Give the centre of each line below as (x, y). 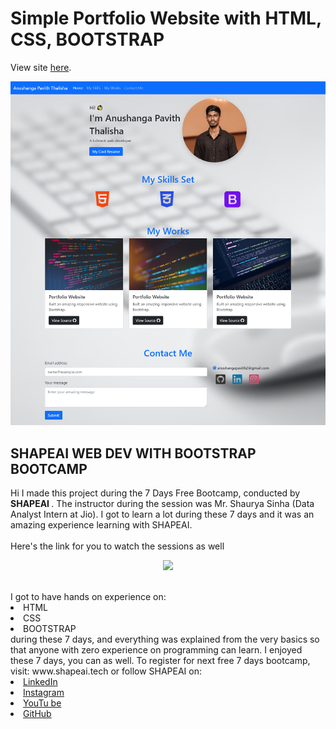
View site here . (41, 67)
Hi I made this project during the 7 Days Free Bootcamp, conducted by (155, 493)
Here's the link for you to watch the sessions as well (117, 546)
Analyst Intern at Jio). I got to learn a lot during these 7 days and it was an (162, 514)
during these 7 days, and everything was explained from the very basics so (165, 639)
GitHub (37, 713)
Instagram (44, 692)
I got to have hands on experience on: (88, 596)
